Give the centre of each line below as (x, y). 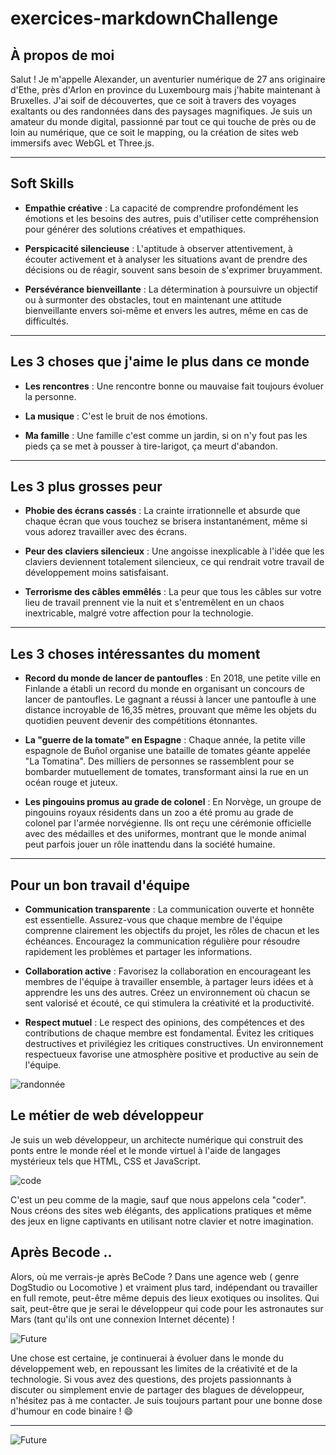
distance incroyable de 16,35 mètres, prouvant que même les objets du (170, 710)
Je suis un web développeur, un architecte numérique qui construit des (157, 1139)
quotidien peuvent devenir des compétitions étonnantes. (141, 721)
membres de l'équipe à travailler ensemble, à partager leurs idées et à (169, 982)
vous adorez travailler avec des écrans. (105, 532)
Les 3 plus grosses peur (86, 487)
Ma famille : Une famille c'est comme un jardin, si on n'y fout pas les (166, 435)
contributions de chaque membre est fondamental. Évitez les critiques (169, 1033)
